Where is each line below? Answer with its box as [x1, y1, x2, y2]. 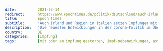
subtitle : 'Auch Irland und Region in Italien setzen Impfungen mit [5, 20, 158, 26]
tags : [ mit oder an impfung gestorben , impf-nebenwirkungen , [5, 39, 151, 44]
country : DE [5, 30, 42, 34]
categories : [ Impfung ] [5, 34, 57, 39]
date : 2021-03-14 [5, 7, 60, 12]
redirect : [5, 12, 25, 17]
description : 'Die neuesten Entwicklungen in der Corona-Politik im [5, 25, 151, 30]
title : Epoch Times [5, 16, 62, 21]
